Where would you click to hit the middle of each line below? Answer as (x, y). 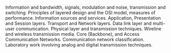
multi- (159, 23)
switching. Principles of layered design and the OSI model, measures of (80, 13)
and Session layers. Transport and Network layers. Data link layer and (79, 23)
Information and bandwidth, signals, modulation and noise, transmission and (86, 7)
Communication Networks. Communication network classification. (75, 39)
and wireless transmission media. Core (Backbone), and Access (72, 34)
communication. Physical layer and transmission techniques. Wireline (89, 29)
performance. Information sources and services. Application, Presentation (83, 18)
